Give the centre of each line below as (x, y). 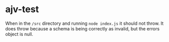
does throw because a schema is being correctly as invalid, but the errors (82, 28)
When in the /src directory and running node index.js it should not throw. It (84, 23)
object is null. (19, 34)
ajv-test (22, 9)
